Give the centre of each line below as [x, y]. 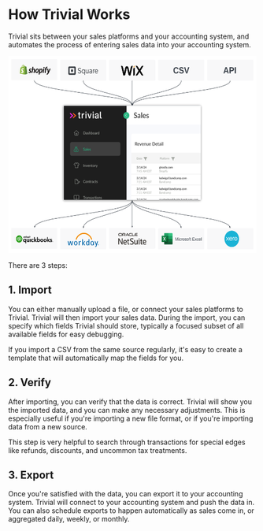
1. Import [30, 290]
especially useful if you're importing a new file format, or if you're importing [131, 418]
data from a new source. [48, 426]
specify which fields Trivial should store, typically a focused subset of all [126, 325]
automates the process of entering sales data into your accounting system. [130, 44]
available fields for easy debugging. [66, 334]
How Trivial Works [69, 15]
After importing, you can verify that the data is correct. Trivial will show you [130, 401]
